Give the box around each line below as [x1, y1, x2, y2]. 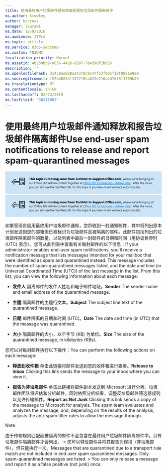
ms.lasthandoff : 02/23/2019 [5, 92, 64, 97]
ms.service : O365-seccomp [5, 45, 59, 50]
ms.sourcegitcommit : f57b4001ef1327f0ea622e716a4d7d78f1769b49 [5, 76, 139, 82]
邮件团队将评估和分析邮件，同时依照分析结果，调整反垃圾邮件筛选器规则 [12, 390, 161, 396]
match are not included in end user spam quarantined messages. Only [5, 451, 149, 457]
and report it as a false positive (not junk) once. [5, 461, 102, 467]
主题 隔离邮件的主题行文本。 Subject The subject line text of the [12, 299, 143, 305]
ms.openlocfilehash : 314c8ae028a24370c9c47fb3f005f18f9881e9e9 [5, 71, 139, 76]
